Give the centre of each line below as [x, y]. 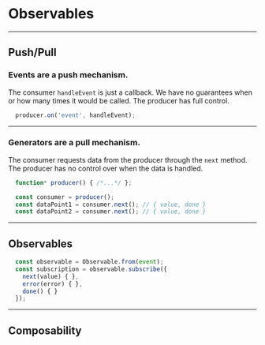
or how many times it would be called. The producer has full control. [119, 100]
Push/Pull [32, 52]
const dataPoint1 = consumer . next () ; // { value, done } [111, 204]
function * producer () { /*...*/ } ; [74, 182]
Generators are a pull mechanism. [74, 143]
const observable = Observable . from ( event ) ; [90, 262]
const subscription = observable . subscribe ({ [91, 269]
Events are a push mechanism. [68, 75]
